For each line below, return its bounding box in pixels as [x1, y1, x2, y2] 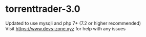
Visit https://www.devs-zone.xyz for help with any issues [5, 25, 126, 31]
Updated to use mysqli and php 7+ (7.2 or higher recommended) [5, 20, 141, 26]
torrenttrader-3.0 [5, 3, 80, 15]
